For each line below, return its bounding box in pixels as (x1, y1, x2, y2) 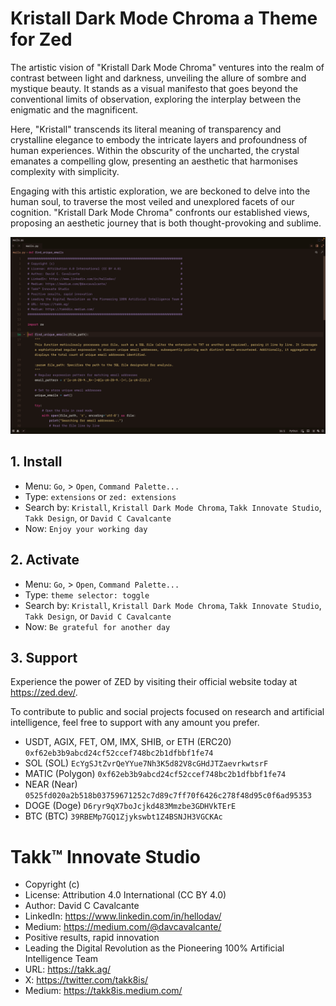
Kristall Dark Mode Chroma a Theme (10, 7, 318, 30)
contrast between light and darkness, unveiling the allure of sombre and (10, 72, 307, 84)
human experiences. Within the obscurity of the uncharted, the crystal (10, 144, 300, 156)
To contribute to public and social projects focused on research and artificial (10, 706, 325, 718)
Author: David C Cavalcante (24, 900, 140, 912)
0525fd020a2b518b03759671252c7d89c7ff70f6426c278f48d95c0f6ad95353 (24, 791, 312, 801)
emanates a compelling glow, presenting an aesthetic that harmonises (10, 155, 298, 167)
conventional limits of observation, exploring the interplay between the (10, 93, 302, 105)
